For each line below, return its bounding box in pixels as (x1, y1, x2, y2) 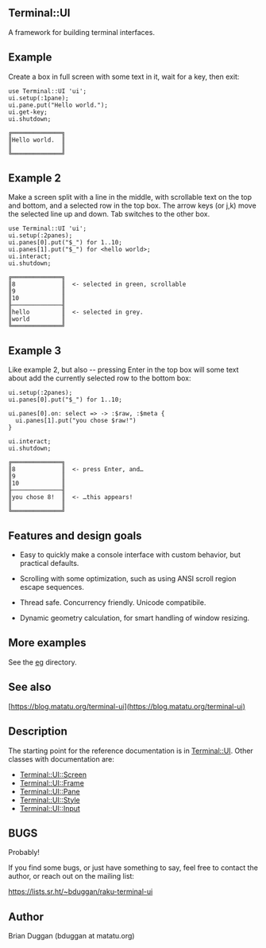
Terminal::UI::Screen (19, 770, 87, 779)
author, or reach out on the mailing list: (8, 872, 135, 881)
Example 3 (8, 344, 62, 357)
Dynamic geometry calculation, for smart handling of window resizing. (19, 613, 250, 623)
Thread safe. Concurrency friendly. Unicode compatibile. (19, 598, 206, 607)
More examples (8, 636, 87, 650)
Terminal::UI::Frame (19, 778, 85, 787)
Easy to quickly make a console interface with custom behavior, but (19, 550, 241, 560)
